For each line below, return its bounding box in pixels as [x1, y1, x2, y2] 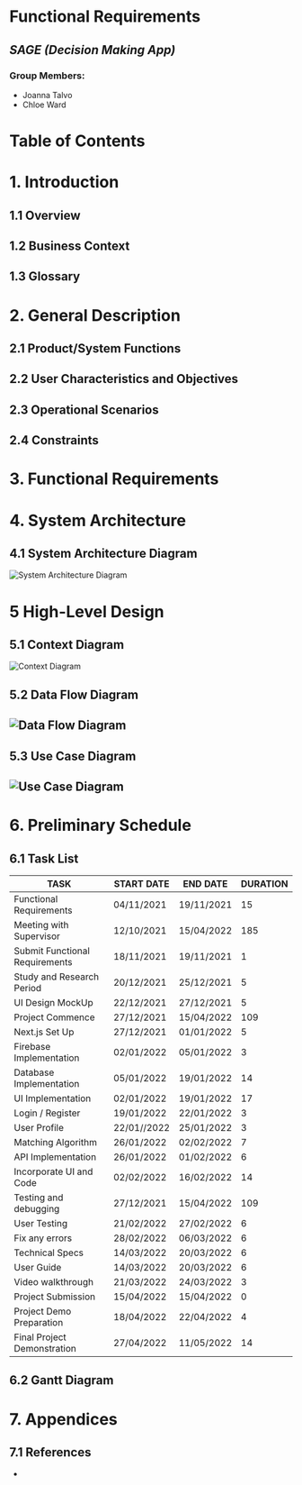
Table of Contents [9, 131, 146, 151]
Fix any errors [13, 1232, 73, 1244]
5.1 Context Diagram [9, 637, 124, 652]
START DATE [113, 877, 170, 889]
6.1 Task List [9, 851, 79, 866]
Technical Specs [13, 1246, 84, 1259]
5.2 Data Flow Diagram [9, 687, 139, 702]
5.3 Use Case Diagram [9, 748, 137, 763]
